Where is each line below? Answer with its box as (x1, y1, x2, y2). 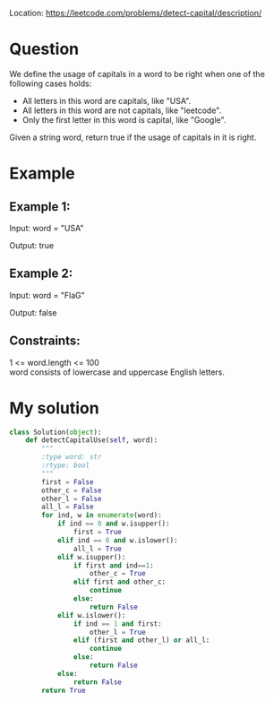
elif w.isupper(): (56, 552, 126, 561)
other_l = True (89, 628, 146, 637)
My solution (9, 398, 100, 418)
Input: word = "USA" (9, 222, 84, 233)
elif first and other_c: (73, 577, 167, 586)
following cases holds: (9, 78, 92, 89)
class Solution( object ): (9, 428, 102, 437)
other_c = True (89, 569, 146, 578)
